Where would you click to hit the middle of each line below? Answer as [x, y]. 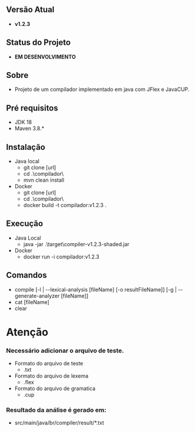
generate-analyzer [37, 296]
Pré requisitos [32, 108]
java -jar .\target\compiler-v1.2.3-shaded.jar [76, 244]
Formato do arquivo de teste [49, 364]
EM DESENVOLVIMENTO [45, 57]
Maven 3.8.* [29, 129]
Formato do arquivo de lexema [51, 376]
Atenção [27, 332]
